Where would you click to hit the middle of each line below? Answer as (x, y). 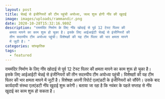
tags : (11, 50)
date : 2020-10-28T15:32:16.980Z (38, 23)
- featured (21, 55)
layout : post (18, 10)
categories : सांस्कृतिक (25, 46)
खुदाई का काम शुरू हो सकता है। (30, 91)
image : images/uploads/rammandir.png (44, 19)
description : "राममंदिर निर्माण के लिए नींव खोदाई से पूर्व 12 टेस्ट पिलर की (65, 28)
